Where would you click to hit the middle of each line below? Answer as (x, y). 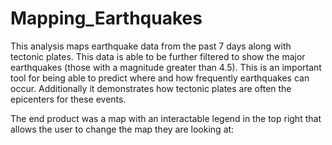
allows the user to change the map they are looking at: (122, 129)
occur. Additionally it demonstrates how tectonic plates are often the (151, 88)
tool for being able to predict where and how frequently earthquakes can (160, 78)
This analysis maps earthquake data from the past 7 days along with (151, 46)
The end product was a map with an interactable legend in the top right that (166, 118)
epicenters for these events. (68, 99)
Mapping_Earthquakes (106, 18)
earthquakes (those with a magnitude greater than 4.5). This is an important (166, 67)
